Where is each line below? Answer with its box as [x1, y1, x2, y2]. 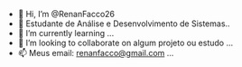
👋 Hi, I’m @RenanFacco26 [17, 9, 116, 19]
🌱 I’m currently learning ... [17, 28, 115, 38]
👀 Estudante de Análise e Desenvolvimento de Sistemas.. [17, 18, 230, 29]
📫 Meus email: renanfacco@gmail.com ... [17, 48, 174, 58]
